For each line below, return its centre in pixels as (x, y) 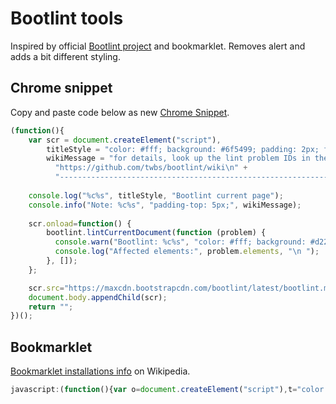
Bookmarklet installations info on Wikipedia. (100, 371)
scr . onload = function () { (80, 223)
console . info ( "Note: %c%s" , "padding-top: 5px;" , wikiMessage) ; (165, 205)
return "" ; (51, 307)
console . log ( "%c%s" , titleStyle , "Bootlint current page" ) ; (156, 195)
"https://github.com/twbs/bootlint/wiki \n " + (151, 168)
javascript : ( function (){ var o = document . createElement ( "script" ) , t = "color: (169, 390)
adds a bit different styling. (65, 56)
